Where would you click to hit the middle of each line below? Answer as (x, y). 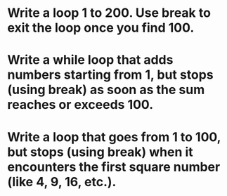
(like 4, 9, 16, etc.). (62, 182)
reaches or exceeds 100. (80, 105)
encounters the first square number (114, 167)
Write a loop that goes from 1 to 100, (114, 137)
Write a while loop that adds (90, 60)
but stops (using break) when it (100, 152)
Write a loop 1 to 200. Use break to (109, 13)
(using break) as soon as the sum (106, 90)
